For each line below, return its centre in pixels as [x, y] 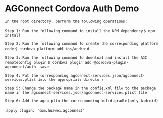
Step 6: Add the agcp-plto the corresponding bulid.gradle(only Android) [82, 101]
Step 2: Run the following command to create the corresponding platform [82, 44]
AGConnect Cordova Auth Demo [72, 9]
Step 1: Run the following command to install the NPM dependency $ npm [80, 31]
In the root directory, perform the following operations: [66, 21]
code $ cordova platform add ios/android [47, 49]
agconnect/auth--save [27, 67]
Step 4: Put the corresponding [37, 75]
